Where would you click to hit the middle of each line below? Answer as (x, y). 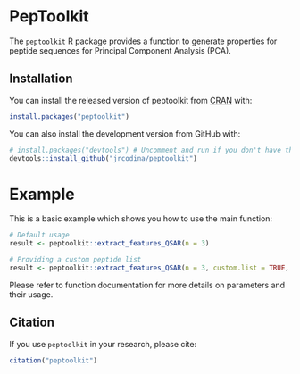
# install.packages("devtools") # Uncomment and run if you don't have (145, 150)
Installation (41, 79)
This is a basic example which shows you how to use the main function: (141, 219)
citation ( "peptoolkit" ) (54, 360)
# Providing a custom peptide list (75, 260)
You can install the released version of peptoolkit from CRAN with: (131, 100)
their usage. (31, 294)
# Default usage (39, 235)
